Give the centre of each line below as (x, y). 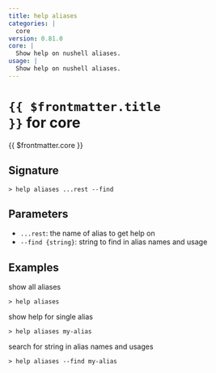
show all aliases (35, 287)
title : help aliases (43, 16)
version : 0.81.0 (36, 38)
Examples (34, 267)
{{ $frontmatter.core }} (46, 145)
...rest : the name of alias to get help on (87, 233)
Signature (34, 171)
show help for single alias (51, 317)
